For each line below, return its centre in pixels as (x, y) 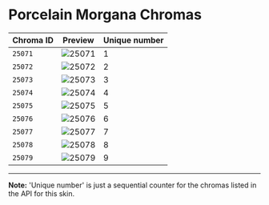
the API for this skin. (41, 193)
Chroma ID (33, 40)
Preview (78, 40)
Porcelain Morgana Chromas (105, 15)
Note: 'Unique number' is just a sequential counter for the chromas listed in (132, 185)
